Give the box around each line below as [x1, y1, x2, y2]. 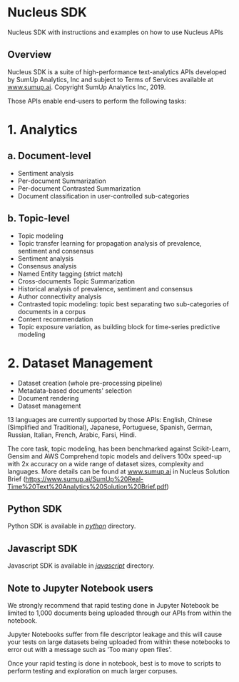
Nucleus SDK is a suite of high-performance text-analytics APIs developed [7, 67, 227, 76]
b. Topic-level [7, 212, 70, 225]
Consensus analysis [17, 261, 77, 270]
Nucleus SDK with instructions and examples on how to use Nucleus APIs [7, 28, 223, 36]
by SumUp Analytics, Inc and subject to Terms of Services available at [7, 75, 214, 84]
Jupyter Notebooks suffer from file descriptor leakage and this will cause [7, 630, 223, 638]
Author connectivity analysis [17, 292, 102, 301]
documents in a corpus [17, 307, 86, 316]
